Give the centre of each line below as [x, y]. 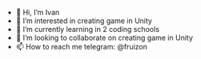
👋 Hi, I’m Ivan [38, 12]
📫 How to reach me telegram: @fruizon [82, 47]
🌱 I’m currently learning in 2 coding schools [88, 29]
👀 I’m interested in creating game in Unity [84, 21]
